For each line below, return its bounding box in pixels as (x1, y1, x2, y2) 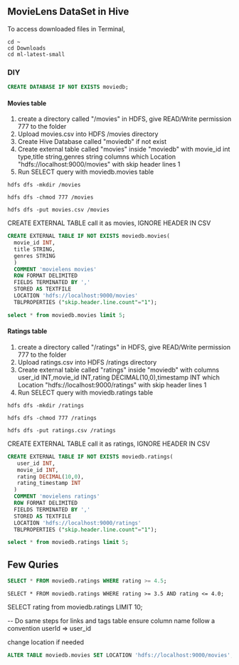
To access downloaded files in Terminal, (7, 24, 126, 33)
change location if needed (7, 637, 84, 646)
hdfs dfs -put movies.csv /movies (7, 206, 110, 214)
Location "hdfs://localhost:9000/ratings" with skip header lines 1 (17, 380, 207, 389)
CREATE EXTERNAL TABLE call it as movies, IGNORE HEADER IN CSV (7, 219, 211, 227)
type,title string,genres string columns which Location (17, 152, 176, 161)
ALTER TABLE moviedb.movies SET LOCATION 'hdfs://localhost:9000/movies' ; (7, 651, 234, 659)
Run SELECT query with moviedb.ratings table (17, 388, 154, 397)
